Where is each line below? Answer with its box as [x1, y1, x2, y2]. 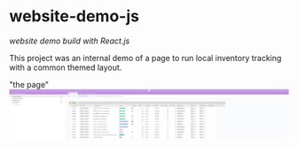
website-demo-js [9, 6, 140, 27]
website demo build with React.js [9, 35, 130, 46]
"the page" [9, 79, 50, 89]
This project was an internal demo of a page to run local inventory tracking [9, 52, 282, 63]
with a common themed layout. [9, 62, 122, 73]
